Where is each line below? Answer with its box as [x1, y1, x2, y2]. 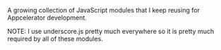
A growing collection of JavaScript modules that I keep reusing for [7, 6, 200, 14]
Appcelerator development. [7, 13, 87, 22]
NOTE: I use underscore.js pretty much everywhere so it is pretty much [7, 27, 214, 35]
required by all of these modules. [7, 35, 104, 43]
